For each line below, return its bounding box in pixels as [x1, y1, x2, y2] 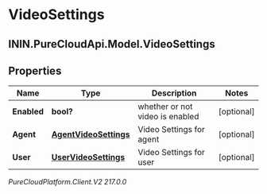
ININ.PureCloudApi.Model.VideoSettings [8, 37, 216, 51]
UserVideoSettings [51, 152, 126, 163]
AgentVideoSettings [51, 129, 130, 140]
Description [151, 87, 197, 99]
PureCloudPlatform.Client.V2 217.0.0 [8, 177, 127, 187]
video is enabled [137, 111, 199, 122]
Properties [8, 64, 62, 77]
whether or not [137, 101, 193, 112]
